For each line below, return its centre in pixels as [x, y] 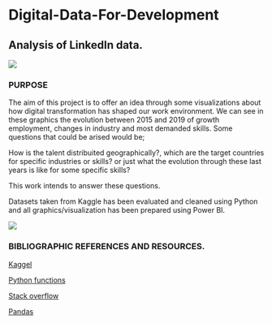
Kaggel [20, 264]
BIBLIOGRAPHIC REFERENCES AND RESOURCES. [107, 247]
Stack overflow [34, 296]
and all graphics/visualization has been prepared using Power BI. [117, 210]
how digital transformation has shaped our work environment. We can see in [136, 111]
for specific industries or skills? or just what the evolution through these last [135, 162]
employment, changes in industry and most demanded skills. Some [121, 128]
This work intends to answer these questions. [84, 186]
